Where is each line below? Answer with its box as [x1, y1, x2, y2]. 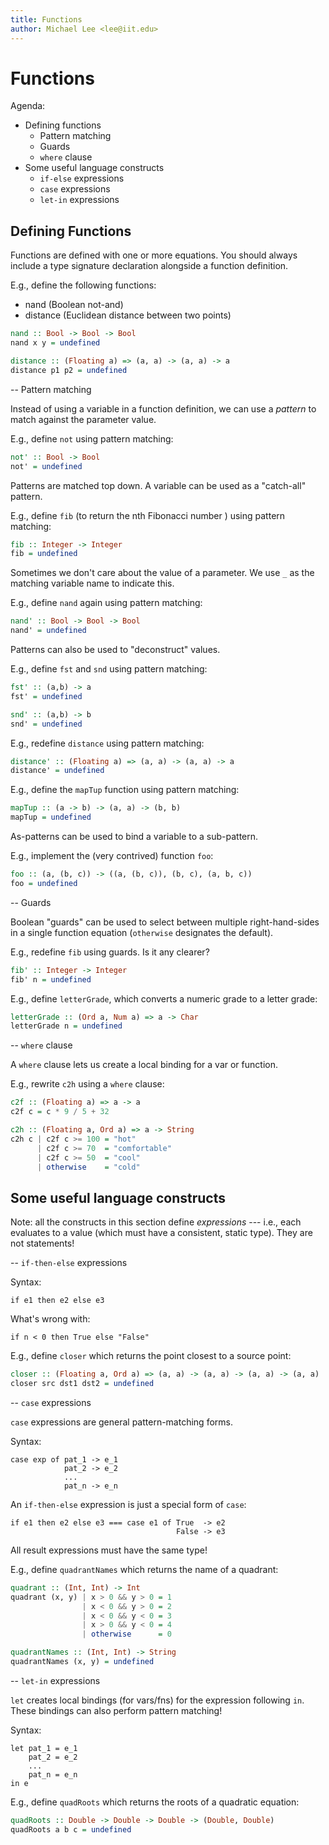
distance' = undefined [10, 766, 105, 776]
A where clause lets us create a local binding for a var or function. [10, 1059, 278, 1071]
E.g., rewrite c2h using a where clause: [10, 1078, 165, 1090]
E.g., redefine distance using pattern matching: [10, 737, 205, 749]
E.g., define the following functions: [10, 279, 157, 291]
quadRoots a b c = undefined [10, 1824, 132, 1835]
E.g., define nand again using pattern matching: [10, 597, 203, 609]
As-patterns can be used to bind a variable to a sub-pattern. [10, 831, 259, 842]
